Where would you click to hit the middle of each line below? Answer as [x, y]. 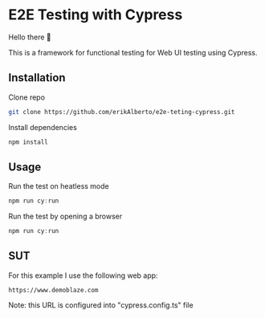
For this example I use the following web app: [83, 275]
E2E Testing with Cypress [96, 15]
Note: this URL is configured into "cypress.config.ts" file [101, 305]
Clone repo [27, 97]
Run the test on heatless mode [59, 186]
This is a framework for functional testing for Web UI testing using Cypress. [133, 52]
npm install [28, 142]
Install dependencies [43, 127]
